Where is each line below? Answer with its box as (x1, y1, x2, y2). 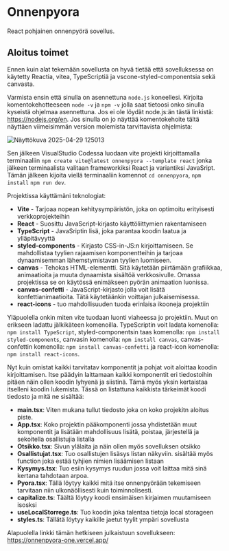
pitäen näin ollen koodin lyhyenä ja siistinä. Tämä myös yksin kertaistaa (7, 378, 208, 386)
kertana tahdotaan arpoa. (16, 471, 89, 479)
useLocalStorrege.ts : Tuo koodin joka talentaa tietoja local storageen (16, 508, 214, 516)
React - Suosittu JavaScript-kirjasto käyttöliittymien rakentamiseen (16, 219, 207, 228)
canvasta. (7, 80, 35, 88)
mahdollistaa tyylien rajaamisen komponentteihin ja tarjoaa (16, 248, 183, 257)
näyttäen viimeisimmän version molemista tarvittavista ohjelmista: (7, 122, 193, 131)
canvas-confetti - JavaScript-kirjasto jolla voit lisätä (16, 285, 166, 293)
